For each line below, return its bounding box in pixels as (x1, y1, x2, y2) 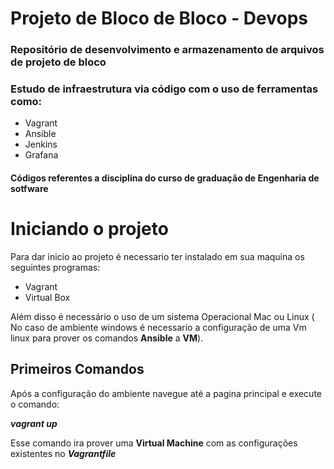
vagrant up (10, 417, 58, 429)
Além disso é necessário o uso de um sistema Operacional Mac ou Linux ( (10, 310, 315, 322)
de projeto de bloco (10, 55, 107, 69)
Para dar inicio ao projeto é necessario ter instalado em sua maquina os (10, 250, 305, 262)
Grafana (24, 149, 59, 161)
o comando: (10, 398, 60, 410)
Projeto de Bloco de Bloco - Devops (10, 7, 309, 30)
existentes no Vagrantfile (10, 447, 117, 459)
